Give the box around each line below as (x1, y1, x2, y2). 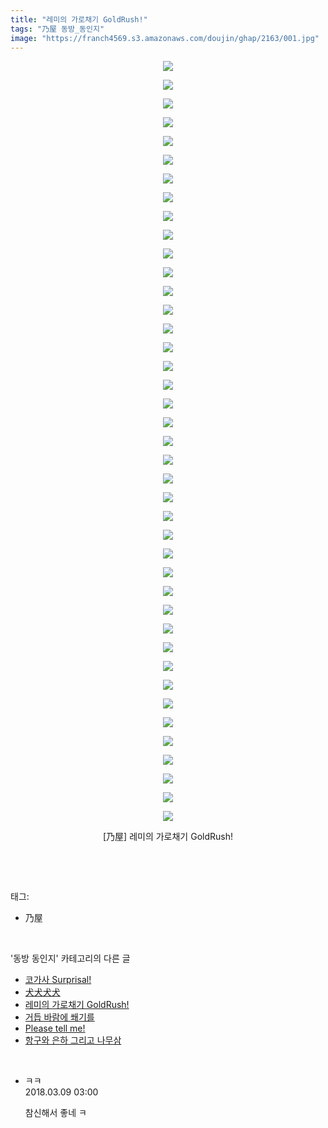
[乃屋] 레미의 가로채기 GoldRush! (103, 831, 233, 843)
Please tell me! (24, 1022, 86, 1035)
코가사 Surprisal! (24, 974, 92, 986)
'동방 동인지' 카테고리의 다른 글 (10, 952, 131, 965)
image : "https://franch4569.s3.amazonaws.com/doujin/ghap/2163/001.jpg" (10, 33, 320, 43)
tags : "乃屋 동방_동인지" (10, 24, 105, 34)
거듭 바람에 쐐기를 (24, 1011, 95, 1023)
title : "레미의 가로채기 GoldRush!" (10, 14, 148, 25)
